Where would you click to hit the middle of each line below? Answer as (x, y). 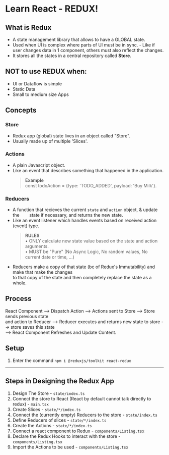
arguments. (37, 246)
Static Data (24, 89)
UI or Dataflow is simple (37, 83)
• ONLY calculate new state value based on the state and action (91, 241)
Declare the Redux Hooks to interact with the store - (66, 436)
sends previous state (27, 316)
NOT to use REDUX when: (46, 71)
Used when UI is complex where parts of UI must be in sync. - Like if (83, 45)
